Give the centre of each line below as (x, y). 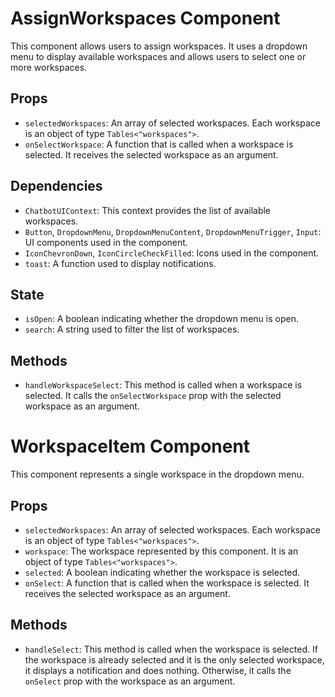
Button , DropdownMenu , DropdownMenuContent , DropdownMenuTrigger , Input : (173, 231)
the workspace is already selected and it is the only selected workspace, (174, 659)
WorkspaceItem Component (130, 446)
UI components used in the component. (106, 242)
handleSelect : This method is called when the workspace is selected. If (171, 649)
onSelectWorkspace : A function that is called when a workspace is (159, 144)
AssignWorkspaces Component (145, 18)
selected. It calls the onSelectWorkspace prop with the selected (153, 396)
